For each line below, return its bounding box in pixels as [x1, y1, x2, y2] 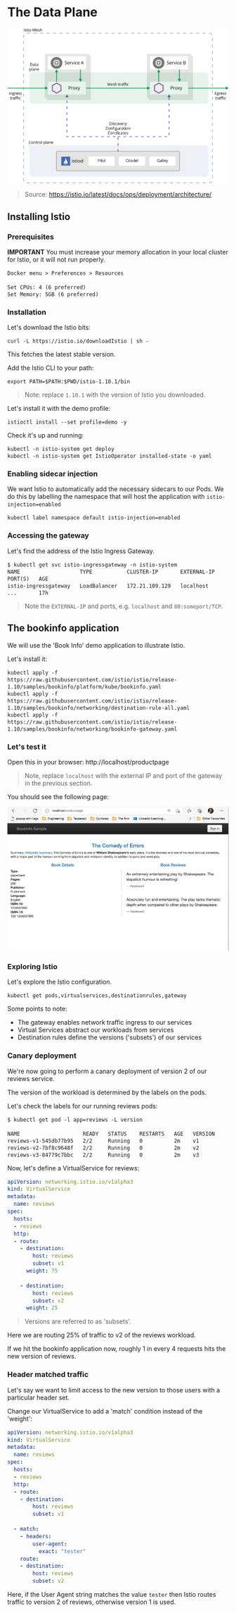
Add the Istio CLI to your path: [7, 364, 94, 372]
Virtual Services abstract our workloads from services [17, 1026, 174, 1034]
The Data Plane [7, 4, 98, 20]
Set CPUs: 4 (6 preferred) [7, 283, 86, 291]
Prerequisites [7, 232, 54, 242]
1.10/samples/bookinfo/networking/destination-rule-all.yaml [7, 704, 190, 712]
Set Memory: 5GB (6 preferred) [7, 290, 99, 298]
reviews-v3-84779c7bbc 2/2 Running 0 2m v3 [7, 1151, 199, 1158]
